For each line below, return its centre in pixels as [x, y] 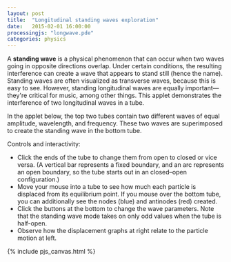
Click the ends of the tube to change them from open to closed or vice [117, 158]
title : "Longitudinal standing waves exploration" [83, 20]
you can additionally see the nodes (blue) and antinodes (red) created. [117, 201]
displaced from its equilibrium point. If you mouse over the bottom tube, [119, 194]
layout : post [26, 13]
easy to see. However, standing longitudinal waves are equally [96, 88]
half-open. [32, 223]
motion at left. [37, 238]
